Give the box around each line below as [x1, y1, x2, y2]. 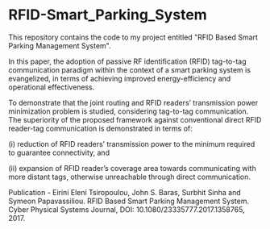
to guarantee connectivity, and [8, 148, 110, 157]
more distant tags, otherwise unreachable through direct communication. [8, 172, 251, 181]
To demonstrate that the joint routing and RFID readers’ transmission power [8, 98, 259, 107]
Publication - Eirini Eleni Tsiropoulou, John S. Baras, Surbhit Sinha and [8, 187, 242, 197]
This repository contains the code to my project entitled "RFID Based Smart [8, 32, 258, 42]
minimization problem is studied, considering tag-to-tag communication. [8, 106, 249, 116]
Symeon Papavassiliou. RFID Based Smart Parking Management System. [8, 196, 250, 206]
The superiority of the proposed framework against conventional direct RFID [8, 114, 262, 124]
